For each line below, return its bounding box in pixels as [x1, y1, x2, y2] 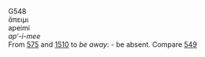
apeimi [8, 23, 30, 32]
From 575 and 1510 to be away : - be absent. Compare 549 [8, 40, 197, 49]
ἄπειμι [8, 15, 29, 24]
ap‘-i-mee [8, 31, 41, 41]
